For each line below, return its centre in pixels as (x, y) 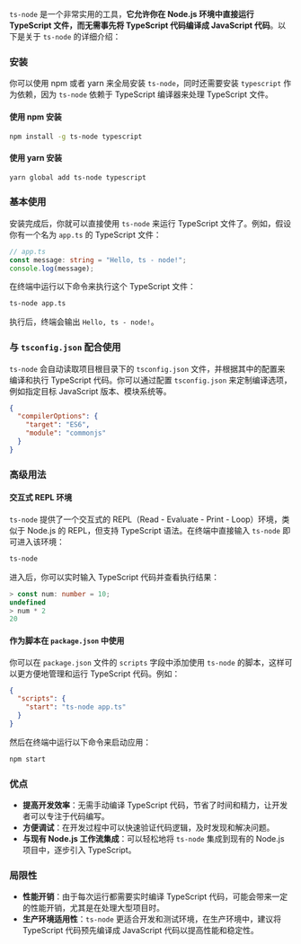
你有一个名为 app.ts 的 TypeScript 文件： (85, 234)
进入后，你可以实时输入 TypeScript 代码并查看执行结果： (115, 577)
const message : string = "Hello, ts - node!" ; (98, 260)
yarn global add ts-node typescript (78, 177)
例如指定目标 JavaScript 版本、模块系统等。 (91, 391)
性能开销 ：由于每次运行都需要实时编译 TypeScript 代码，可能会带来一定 (155, 896)
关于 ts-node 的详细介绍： (73, 36)
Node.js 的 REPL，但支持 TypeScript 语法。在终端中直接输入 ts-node (154, 530)
